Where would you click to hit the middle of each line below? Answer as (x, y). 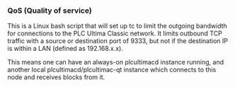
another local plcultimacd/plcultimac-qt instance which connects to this (112, 70)
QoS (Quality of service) (50, 11)
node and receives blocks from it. (56, 77)
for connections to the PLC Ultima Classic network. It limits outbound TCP (115, 33)
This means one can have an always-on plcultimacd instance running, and (116, 62)
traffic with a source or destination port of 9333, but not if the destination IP (118, 41)
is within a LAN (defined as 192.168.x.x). (65, 49)
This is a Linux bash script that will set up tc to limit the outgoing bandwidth (117, 26)
